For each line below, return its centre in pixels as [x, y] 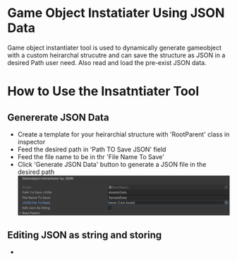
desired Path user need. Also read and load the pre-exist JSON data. [107, 62]
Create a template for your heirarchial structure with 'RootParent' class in [123, 134]
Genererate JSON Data [58, 117]
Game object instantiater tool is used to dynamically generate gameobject [115, 47]
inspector [31, 141]
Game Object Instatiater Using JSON [116, 13]
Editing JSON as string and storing [85, 235]
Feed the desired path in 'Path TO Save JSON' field [92, 149]
